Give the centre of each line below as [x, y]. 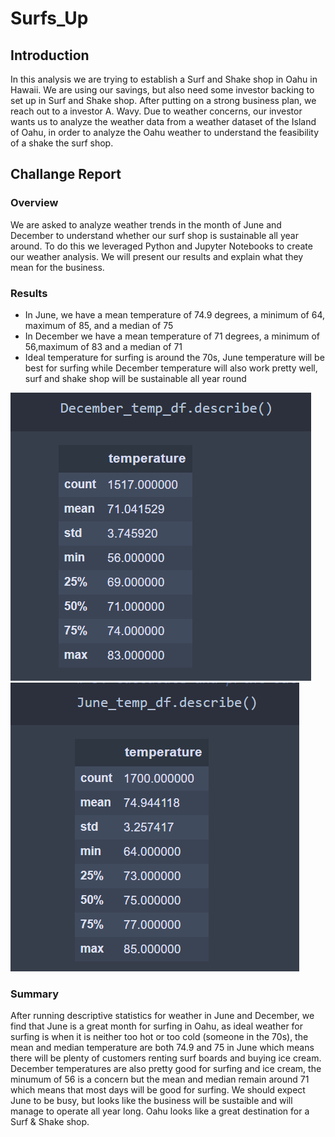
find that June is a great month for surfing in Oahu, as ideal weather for [157, 1026]
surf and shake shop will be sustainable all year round [135, 378]
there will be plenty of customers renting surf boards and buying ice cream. [166, 1058]
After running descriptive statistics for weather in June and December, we [162, 1016]
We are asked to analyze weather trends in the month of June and [146, 224]
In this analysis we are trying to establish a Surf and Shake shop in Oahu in [164, 79]
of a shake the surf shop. [62, 143]
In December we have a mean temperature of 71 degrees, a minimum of [172, 336]
